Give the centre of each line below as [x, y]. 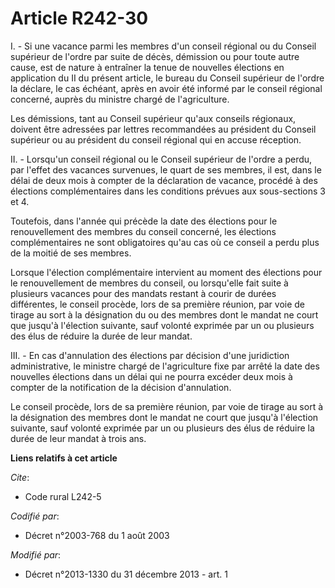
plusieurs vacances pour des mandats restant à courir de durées [143, 293]
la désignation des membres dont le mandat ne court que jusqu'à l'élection [164, 417]
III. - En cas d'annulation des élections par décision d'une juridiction [150, 355]
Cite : [20, 477]
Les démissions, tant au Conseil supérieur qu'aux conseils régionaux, [153, 118]
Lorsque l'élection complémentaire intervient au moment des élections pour [166, 272]
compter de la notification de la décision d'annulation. [121, 387]
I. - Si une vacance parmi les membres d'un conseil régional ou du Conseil [163, 46]
